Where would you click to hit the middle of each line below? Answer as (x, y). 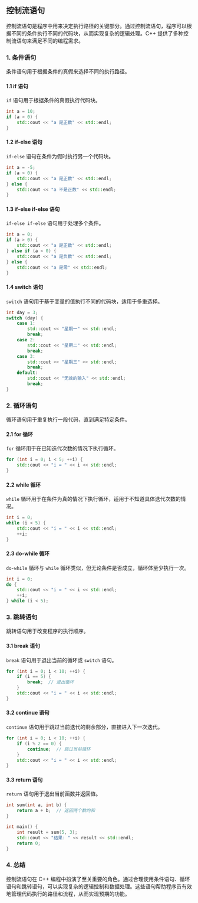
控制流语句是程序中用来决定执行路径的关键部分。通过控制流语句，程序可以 (96, 26)
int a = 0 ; (19, 234)
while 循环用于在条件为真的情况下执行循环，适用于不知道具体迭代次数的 (93, 499)
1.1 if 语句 (17, 86)
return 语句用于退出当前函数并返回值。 (54, 794)
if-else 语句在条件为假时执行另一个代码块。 (60, 157)
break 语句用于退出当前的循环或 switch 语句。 (62, 660)
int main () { (22, 827)
